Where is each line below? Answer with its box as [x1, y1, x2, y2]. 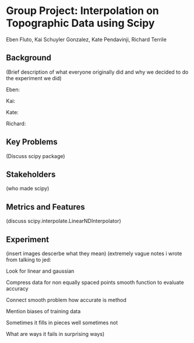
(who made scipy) [6, 185, 50, 192]
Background [6, 53, 51, 63]
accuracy [6, 285, 29, 292]
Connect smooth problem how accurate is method [6, 297, 127, 303]
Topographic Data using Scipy [6, 16, 155, 30]
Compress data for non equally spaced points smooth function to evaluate [6, 279, 185, 286]
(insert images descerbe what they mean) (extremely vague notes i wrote [6, 250, 182, 257]
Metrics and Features [6, 202, 86, 212]
